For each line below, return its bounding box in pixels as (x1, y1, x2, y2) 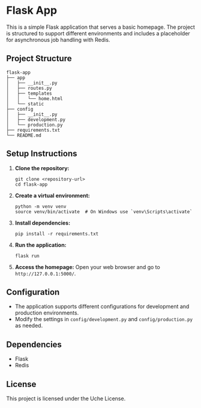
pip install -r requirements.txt (14, 231, 99, 237)
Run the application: (14, 241, 67, 249)
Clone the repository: (14, 164, 70, 171)
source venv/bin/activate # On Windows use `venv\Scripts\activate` (14, 208, 193, 214)
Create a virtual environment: (14, 192, 90, 199)
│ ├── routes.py (6, 85, 52, 91)
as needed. (14, 322, 43, 330)
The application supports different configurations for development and (14, 303, 190, 310)
